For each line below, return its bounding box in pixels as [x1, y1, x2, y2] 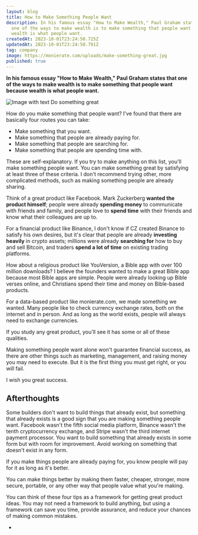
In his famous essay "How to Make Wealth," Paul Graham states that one [6, 74, 187, 82]
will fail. [6, 365, 25, 372]
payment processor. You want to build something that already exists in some [6, 434, 192, 441]
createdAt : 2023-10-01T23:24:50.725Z [6, 36, 99, 42]
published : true [6, 58, 46, 64]
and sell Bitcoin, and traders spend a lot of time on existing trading [6, 244, 169, 251]
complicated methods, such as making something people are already [6, 177, 174, 184]
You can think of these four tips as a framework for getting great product [6, 494, 183, 501]
